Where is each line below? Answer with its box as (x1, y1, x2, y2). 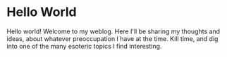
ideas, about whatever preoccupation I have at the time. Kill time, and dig (6, 34, 219, 42)
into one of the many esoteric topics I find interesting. (6, 42, 162, 50)
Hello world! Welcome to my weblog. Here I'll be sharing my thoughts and (6, 27, 220, 35)
